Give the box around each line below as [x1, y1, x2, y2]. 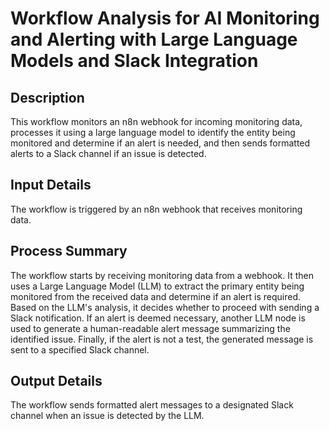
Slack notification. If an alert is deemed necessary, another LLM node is [10, 312, 306, 324]
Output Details [10, 373, 103, 390]
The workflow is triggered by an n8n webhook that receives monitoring [10, 203, 303, 215]
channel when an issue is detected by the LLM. [10, 410, 205, 422]
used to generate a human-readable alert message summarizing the [10, 322, 291, 334]
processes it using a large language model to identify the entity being [10, 127, 296, 138]
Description [10, 89, 85, 106]
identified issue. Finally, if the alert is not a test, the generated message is [10, 333, 314, 345]
